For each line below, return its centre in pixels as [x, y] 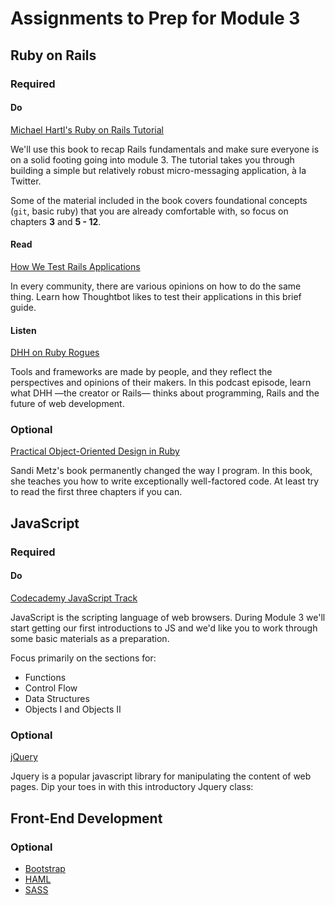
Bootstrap [45, 868]
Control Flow [51, 688]
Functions [45, 677]
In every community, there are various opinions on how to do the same [156, 286]
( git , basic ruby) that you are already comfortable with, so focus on [149, 211]
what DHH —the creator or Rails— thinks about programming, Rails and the [165, 393]
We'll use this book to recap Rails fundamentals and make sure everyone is [165, 149]
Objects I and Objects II [73, 709]
